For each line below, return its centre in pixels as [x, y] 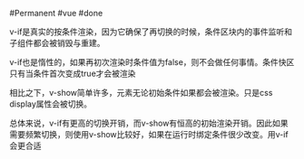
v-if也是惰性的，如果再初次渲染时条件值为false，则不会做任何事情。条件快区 [152, 62]
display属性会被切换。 [51, 104]
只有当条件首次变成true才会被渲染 [73, 73]
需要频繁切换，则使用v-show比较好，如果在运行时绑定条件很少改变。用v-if [149, 134]
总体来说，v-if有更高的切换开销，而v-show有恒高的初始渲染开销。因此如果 [149, 123]
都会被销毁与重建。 [69, 43]
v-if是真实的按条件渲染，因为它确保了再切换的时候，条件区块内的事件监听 [147, 32]
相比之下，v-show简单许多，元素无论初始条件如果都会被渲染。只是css [141, 93]
